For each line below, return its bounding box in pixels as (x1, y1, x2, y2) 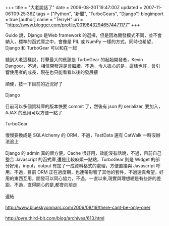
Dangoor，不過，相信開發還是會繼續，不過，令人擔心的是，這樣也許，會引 (5, 63, 160, 69)
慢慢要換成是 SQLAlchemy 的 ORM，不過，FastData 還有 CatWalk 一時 (5, 132, 152, 138)
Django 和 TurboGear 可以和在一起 (5, 45, 77, 51)
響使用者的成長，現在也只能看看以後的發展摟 (5, 69, 98, 75)
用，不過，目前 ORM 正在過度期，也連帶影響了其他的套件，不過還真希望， (5, 169, 160, 175)
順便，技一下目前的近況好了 (5, 81, 63, 87)
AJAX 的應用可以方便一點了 (5, 110, 63, 115)
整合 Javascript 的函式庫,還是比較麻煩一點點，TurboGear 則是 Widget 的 (5, 156, 156, 162)
